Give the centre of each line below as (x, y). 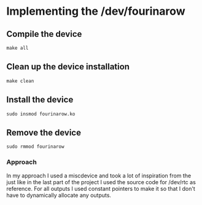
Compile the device (44, 34)
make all (17, 48)
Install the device (40, 100)
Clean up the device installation (68, 67)
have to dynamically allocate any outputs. (59, 195)
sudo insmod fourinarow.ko (41, 114)
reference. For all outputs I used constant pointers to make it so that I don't (101, 188)
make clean (20, 81)
